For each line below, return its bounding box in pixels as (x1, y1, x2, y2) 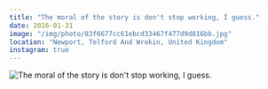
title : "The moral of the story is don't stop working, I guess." (9, 12, 260, 22)
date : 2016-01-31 (9, 21, 74, 30)
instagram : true (9, 46, 69, 55)
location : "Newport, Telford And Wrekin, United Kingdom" (9, 37, 228, 47)
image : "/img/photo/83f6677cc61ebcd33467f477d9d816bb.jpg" (9, 29, 233, 38)
